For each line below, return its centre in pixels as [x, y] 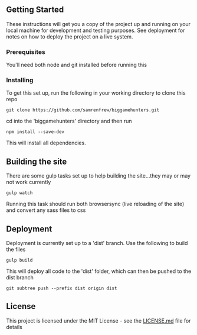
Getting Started [35, 10]
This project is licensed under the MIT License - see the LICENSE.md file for [98, 320]
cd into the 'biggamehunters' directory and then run [69, 121]
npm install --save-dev [35, 132]
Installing [20, 80]
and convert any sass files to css [46, 210]
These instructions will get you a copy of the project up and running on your [98, 24]
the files [16, 249]
